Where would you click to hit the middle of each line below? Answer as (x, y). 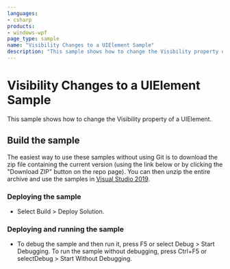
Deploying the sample (44, 196)
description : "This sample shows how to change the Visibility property (113, 52)
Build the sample (43, 141)
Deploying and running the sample (66, 229)
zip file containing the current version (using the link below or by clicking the (115, 164)
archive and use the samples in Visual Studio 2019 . (79, 179)
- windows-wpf (27, 33)
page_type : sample (33, 39)
